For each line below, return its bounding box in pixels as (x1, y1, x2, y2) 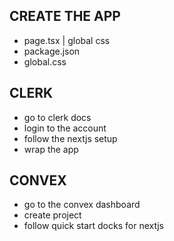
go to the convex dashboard (23, 199, 141, 211)
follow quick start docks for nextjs (23, 220, 164, 232)
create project (23, 209, 82, 221)
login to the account (23, 122, 107, 134)
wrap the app (23, 143, 79, 155)
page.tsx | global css (23, 34, 111, 46)
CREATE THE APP (9, 8, 121, 25)
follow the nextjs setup (23, 132, 118, 144)
